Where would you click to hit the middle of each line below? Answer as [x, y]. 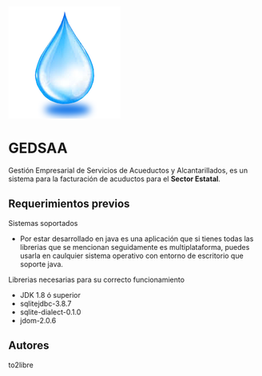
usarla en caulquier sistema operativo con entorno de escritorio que [131, 255]
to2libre [21, 365]
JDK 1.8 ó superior [50, 295]
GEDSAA [38, 148]
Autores [29, 346]
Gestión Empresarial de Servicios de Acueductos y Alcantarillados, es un [128, 170]
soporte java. [42, 264]
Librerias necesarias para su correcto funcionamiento [97, 279]
